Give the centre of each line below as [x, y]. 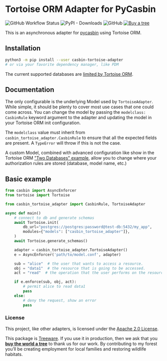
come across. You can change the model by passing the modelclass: [76, 112]
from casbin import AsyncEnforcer [41, 190]
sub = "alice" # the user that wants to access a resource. [79, 264]
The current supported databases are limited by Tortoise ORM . [69, 74]
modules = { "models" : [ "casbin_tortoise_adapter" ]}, [77, 232]
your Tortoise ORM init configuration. [43, 123]
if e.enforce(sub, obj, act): [45, 282]
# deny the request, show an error [60, 300]
